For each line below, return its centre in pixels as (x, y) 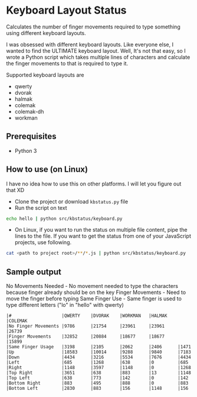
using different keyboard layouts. (46, 33)
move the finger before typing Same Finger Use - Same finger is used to (94, 299)
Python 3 (26, 151)
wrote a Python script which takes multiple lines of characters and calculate (98, 57)
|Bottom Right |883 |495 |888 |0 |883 (97, 383)
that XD (15, 190)
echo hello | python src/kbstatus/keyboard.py (64, 219)
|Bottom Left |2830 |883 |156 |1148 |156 (97, 389)
